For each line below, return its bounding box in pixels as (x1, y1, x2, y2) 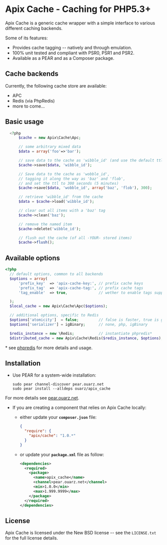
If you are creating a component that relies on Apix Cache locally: (12, 405, 147, 410)
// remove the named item (18, 222, 72, 227)
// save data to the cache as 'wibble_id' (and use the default (18, 158, 155, 163)
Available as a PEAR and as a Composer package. (12, 55, 114, 61)
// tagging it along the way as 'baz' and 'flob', (18, 176, 126, 181)
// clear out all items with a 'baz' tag (18, 208, 106, 213)
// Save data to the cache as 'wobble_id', (18, 171, 110, 176)
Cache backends (5, 70, 59, 78)
